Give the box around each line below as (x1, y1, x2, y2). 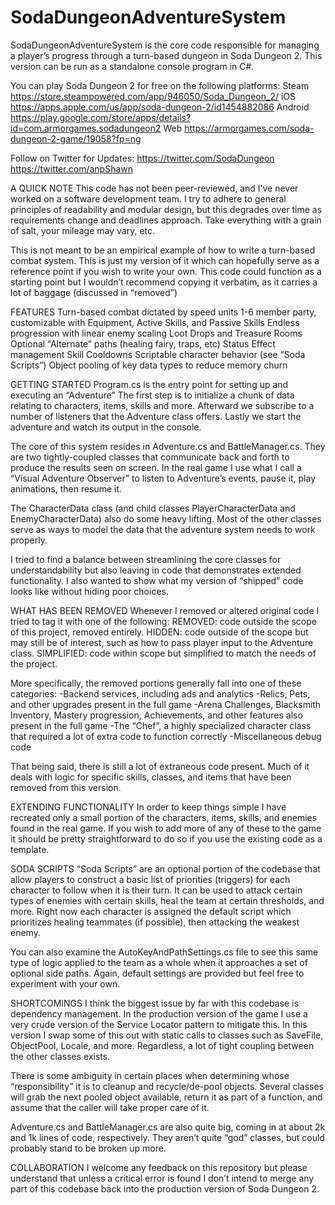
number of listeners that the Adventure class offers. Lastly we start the (10, 410, 302, 422)
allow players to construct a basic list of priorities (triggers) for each (10, 873, 291, 885)
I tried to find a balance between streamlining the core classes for (10, 553, 282, 565)
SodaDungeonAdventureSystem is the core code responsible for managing (10, 39, 320, 51)
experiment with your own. (10, 977, 121, 990)
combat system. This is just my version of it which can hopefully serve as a (10, 254, 320, 266)
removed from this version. (10, 781, 122, 793)
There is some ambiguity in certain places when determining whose (10, 1069, 290, 1081)
